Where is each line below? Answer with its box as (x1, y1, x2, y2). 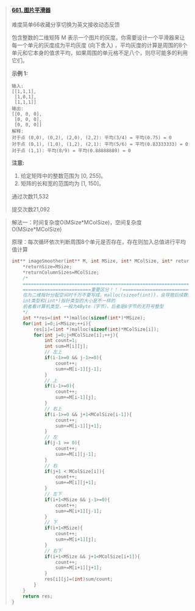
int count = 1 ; (44, 337, 77, 344)
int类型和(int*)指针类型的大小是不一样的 (23, 298, 116, 304)
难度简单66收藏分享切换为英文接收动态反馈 (11, 21, 120, 28)
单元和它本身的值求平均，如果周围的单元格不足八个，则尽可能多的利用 (11, 49, 188, 57)
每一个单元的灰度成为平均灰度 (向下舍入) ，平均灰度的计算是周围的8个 (11, 42, 188, 49)
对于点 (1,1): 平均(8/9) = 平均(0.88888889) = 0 (11, 148, 132, 154)
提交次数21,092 (11, 206, 50, 213)
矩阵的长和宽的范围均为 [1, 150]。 (20, 180, 105, 187)
